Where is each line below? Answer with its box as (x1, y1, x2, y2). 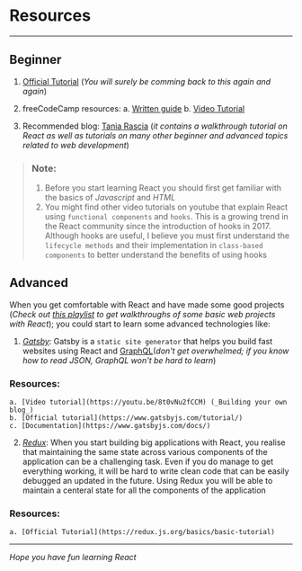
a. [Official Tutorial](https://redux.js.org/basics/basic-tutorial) (9, 528, 276, 537)
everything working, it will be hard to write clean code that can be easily (22, 466, 289, 477)
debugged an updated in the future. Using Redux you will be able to (22, 476, 273, 486)
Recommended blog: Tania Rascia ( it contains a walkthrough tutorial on (22, 120, 288, 131)
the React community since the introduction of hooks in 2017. (44, 221, 271, 232)
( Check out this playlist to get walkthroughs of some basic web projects (9, 308, 276, 319)
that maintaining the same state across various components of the (22, 447, 268, 458)
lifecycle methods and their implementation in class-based (44, 240, 263, 251)
